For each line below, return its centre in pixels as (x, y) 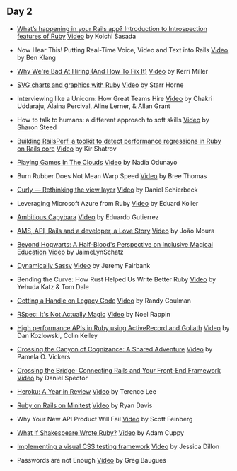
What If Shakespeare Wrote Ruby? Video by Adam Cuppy (100, 432)
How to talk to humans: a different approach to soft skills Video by (113, 120)
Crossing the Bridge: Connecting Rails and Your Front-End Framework (119, 370)
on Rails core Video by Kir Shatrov (67, 149)
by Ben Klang (36, 57)
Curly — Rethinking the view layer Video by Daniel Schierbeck (107, 190)
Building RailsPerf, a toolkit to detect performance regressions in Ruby (119, 141)
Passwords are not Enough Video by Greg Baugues (92, 460)
